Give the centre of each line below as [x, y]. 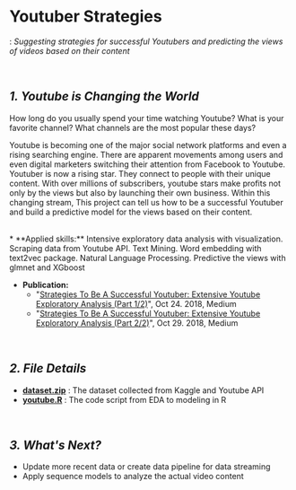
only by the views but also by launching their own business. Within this [140, 192]
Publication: [45, 284]
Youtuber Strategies [86, 17]
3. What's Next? [55, 445]
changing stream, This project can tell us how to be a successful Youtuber [147, 202]
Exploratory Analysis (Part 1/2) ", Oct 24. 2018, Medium [136, 303]
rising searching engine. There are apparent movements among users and [146, 154]
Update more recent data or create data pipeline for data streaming [146, 467]
